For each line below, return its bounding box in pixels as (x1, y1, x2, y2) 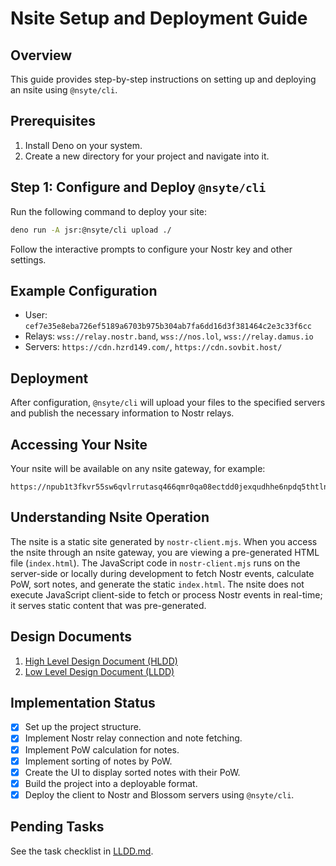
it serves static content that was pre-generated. (10, 599, 207, 611)
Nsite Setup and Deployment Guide (10, 7, 308, 30)
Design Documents (10, 628, 132, 646)
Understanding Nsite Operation (10, 509, 210, 526)
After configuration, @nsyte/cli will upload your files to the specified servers (10, 397, 326, 409)
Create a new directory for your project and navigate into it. (24, 150, 270, 162)
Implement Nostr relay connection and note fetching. (24, 732, 243, 744)
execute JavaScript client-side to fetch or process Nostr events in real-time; (10, 588, 323, 601)
